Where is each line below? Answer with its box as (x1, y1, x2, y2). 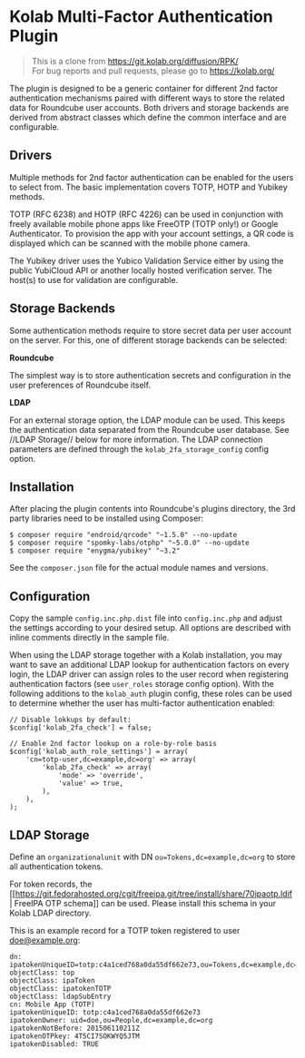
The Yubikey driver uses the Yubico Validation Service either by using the (9, 255, 284, 266)
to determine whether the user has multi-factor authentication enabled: (9, 698, 275, 709)
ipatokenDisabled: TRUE (9, 1040, 100, 1049)
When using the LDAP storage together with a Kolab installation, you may (9, 650, 283, 661)
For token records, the (9, 878, 93, 889)
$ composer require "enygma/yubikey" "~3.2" (9, 546, 181, 555)
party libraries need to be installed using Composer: (9, 513, 204, 524)
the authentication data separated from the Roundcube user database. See (9, 424, 290, 435)
